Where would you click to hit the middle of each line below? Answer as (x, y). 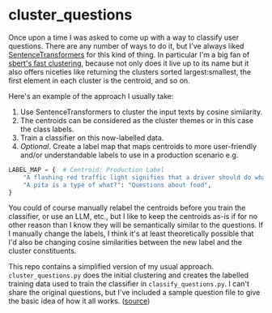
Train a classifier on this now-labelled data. (92, 137)
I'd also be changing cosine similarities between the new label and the (125, 242)
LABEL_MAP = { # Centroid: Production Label (86, 169)
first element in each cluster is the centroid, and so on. (99, 80)
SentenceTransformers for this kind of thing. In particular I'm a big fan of (129, 54)
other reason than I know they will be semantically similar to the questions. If (136, 225)
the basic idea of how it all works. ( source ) (79, 301)
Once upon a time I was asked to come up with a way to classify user (124, 37)
